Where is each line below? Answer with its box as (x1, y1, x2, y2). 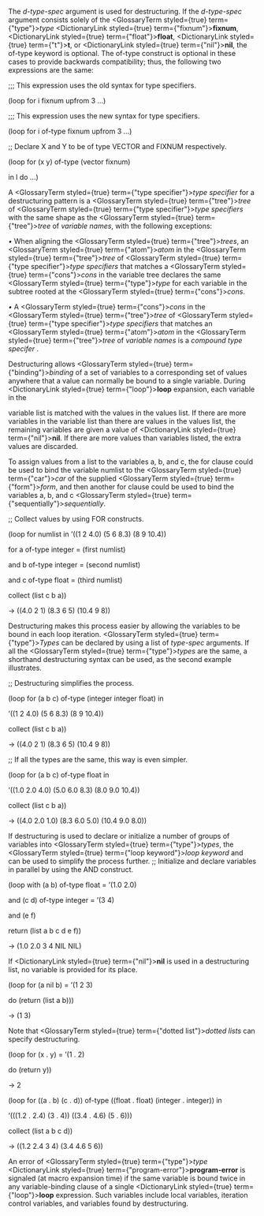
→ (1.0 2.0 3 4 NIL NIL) (8, 941, 82, 950)
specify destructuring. (8, 1035, 80, 1044)
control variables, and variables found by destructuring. (8, 1199, 189, 1208)
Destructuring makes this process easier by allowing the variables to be (8, 621, 240, 630)
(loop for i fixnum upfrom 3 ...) (8, 96, 106, 105)
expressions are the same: (8, 65, 95, 74)
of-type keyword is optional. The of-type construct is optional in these (8, 49, 236, 58)
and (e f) (8, 911, 36, 920)
